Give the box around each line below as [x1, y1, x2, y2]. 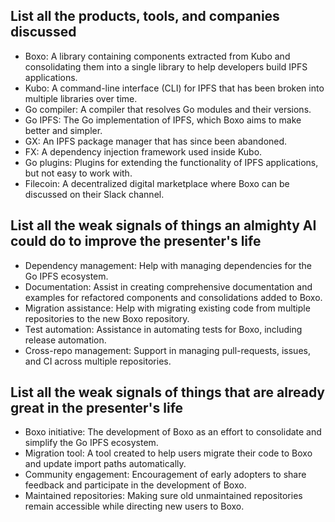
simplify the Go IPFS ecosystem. [24, 437, 159, 449]
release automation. [24, 334, 107, 346]
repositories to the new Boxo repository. [24, 312, 190, 324]
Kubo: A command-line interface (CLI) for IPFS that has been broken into [24, 82, 325, 94]
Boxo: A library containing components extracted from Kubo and [24, 50, 291, 62]
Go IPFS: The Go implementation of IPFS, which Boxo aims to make [24, 114, 302, 126]
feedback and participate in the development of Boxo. [24, 479, 247, 491]
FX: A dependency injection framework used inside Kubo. [24, 145, 263, 158]
